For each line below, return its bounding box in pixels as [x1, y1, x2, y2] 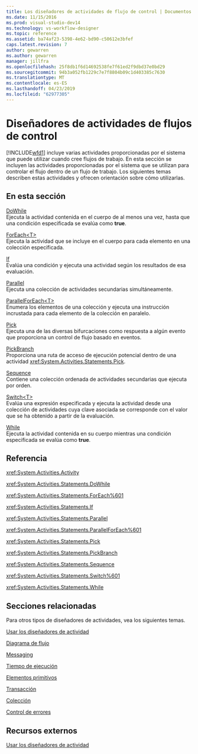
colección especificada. [6, 243, 64, 251]
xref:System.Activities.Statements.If [6, 503, 93, 511]
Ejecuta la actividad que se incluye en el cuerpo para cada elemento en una [6, 238, 191, 245]
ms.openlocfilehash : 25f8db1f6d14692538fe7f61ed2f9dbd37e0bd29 [6, 63, 165, 70]
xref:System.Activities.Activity [6, 469, 80, 476]
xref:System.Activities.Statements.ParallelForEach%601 [6, 527, 142, 534]
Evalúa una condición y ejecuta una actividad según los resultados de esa [6, 261, 186, 268]
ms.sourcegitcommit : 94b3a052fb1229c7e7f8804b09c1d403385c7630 [6, 69, 165, 75]
